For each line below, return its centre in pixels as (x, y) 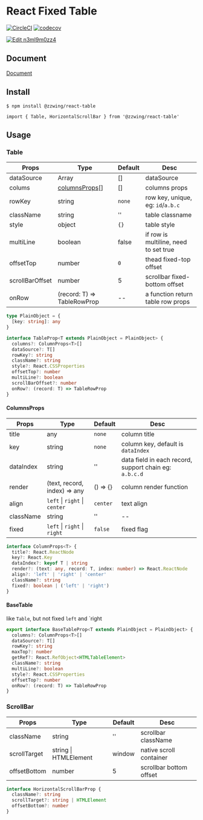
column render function (155, 487)
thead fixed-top (168, 260)
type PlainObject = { (34, 316)
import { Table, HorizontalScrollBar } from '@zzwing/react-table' (93, 117)
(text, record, (65, 483)
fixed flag (134, 529)
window (124, 754)
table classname (169, 215)
